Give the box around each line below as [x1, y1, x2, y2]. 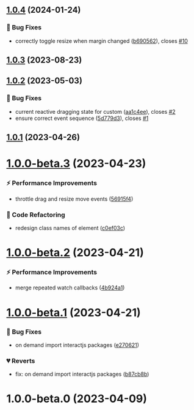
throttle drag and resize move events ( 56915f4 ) [15, 195, 134, 203]
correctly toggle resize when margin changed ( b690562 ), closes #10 [15, 37, 188, 45]
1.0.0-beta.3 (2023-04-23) [6, 157, 146, 171]
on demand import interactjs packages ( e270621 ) [15, 341, 139, 348]
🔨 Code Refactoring [6, 211, 65, 219]
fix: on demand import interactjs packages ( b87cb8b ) [15, 370, 149, 378]
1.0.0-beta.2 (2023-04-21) [6, 246, 145, 259]
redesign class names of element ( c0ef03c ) [15, 224, 126, 231]
